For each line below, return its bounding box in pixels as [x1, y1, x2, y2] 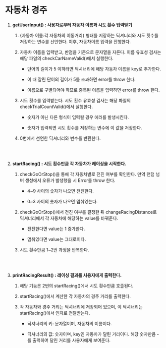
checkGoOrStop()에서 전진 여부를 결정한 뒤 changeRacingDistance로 [19, 209, 157, 215]
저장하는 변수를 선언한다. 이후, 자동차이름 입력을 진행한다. [19, 38, 131, 45]
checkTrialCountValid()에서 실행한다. [19, 104, 93, 110]
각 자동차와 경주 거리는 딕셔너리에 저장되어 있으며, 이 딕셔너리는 [19, 303, 143, 310]
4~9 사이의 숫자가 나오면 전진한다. [27, 188, 94, 194]
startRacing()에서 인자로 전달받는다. [19, 310, 90, 316]
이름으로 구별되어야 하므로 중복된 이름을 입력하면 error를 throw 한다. [27, 87, 160, 93]
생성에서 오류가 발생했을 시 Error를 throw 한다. [25, 177, 115, 183]
